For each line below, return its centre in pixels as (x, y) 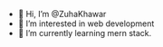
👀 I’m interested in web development (86, 23)
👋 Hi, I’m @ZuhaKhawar (62, 14)
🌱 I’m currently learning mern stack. (85, 33)
